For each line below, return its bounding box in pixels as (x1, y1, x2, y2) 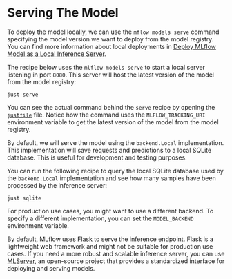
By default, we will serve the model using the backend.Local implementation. (7, 138, 224, 146)
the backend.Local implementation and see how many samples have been (7, 174, 216, 182)
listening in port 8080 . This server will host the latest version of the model (7, 70, 214, 79)
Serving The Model (7, 5, 119, 21)
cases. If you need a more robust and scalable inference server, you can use (7, 249, 225, 258)
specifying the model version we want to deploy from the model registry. (7, 35, 214, 43)
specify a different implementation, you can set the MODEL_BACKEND (7, 214, 194, 222)
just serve (7, 91, 39, 98)
